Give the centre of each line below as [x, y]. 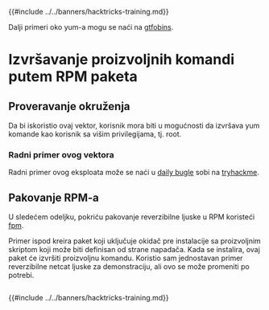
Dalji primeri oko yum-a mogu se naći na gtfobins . [91, 27]
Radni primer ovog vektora [61, 154]
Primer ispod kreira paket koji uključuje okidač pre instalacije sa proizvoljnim [135, 241]
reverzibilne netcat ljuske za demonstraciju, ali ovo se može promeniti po [129, 267]
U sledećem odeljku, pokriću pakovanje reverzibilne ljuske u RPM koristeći [132, 217]
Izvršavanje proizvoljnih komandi [122, 60]
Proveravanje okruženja [69, 106]
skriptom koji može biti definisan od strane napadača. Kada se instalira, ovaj [134, 250]
